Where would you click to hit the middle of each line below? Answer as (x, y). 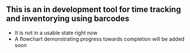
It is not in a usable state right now (56, 33)
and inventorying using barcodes (68, 19)
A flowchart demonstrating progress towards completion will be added (99, 39)
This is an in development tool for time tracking (94, 10)
